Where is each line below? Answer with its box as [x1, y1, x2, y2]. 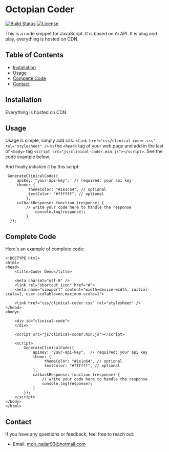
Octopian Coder [5, 4, 74, 15]
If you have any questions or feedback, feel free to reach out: [5, 431, 135, 437]
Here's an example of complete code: [5, 246, 84, 252]
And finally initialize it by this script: [5, 164, 80, 170]
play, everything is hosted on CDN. [5, 36, 79, 42]
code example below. [5, 154, 50, 160]
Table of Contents [5, 51, 64, 59]
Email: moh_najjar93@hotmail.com [12, 441, 86, 447]
